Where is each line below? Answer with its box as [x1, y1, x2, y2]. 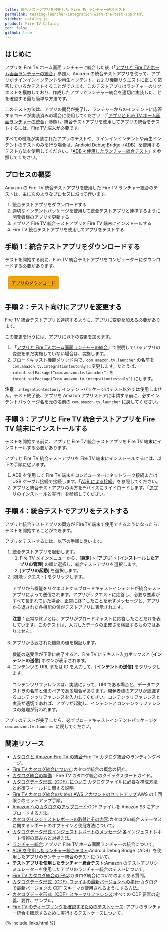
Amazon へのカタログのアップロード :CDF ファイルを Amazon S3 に [12, 803, 151, 810]
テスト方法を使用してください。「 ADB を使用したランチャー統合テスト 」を [5, 148, 157, 154]
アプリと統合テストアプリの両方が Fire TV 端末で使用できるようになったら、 [5, 521, 162, 527]
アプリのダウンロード [11, 280, 56, 286]
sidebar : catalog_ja [5, 16, 48, 21]
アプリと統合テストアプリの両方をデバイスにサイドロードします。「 [12, 485, 149, 491]
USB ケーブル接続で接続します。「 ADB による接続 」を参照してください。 [12, 478, 161, 485]
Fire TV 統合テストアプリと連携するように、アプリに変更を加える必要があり [5, 317, 161, 323]
